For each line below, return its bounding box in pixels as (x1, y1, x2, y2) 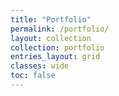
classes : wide (10, 61, 70, 71)
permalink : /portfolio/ (10, 24, 110, 34)
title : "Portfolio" (10, 14, 92, 25)
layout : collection (10, 33, 92, 43)
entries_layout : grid (10, 52, 101, 62)
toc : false (10, 71, 56, 81)
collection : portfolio (10, 42, 105, 53)
